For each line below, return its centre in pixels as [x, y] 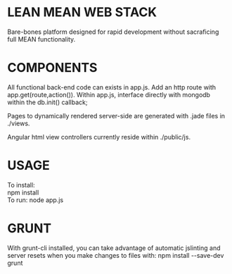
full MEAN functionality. [41, 39]
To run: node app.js [36, 200]
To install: [21, 185]
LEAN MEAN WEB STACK [82, 12]
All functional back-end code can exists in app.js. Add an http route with [112, 87]
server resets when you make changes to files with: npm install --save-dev [116, 255]
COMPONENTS [52, 68]
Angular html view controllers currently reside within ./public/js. [99, 137]
